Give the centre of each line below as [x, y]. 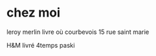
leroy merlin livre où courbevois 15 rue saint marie [78, 32]
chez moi [33, 13]
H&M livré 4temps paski [41, 45]
